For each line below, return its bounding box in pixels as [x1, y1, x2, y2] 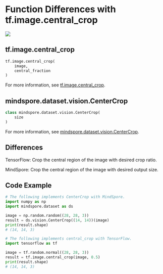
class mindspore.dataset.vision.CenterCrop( [5, 110, 100, 115]
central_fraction [14, 68, 51, 73]
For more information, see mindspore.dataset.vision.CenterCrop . [5, 128, 139, 134]
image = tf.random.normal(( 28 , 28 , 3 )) [5, 250, 89, 255]
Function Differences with [5, 4, 116, 15]
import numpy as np [5, 199, 46, 204]
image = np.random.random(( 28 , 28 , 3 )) [5, 213, 89, 218]
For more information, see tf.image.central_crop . [5, 82, 105, 88]
